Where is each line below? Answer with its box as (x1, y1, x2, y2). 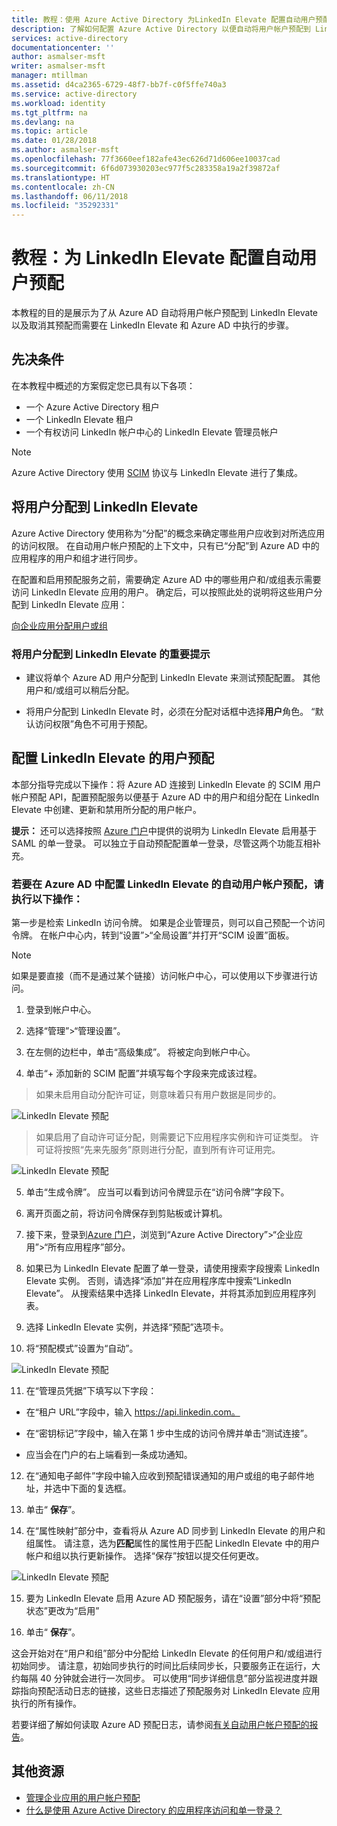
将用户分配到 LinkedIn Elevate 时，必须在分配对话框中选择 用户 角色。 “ (25, 705, 316, 717)
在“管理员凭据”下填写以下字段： (25, 1385, 158, 1397)
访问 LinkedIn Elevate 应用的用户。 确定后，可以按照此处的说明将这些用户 (11, 586, 314, 598)
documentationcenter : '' (11, 42, 115, 53)
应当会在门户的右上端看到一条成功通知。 (25, 1449, 193, 1461)
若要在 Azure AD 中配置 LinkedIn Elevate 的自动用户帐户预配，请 (11, 877, 324, 891)
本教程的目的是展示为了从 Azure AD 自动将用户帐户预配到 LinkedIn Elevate (11, 307, 318, 319)
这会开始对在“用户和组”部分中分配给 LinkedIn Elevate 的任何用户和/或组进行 (11, 1647, 323, 1660)
